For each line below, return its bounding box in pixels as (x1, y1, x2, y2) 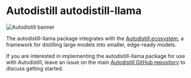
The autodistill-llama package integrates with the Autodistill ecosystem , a (6, 35, 184, 42)
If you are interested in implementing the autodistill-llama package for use (6, 52, 186, 59)
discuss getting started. (6, 65, 64, 72)
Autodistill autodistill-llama (6, 4, 142, 18)
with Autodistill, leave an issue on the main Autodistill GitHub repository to (6, 59, 186, 66)
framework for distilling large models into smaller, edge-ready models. (6, 41, 177, 48)
